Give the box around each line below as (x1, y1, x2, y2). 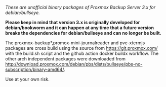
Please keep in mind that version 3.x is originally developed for (5, 20, 140, 25)
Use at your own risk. (5, 76, 50, 82)
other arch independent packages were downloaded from (5, 56, 126, 62)
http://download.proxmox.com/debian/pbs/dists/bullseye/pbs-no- (5, 61, 143, 67)
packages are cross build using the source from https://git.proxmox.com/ (5, 45, 158, 51)
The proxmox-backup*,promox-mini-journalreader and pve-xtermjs (5, 40, 145, 46)
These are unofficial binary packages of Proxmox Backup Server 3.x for (5, 5, 156, 10)
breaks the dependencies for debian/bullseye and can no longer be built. (5, 30, 161, 36)
